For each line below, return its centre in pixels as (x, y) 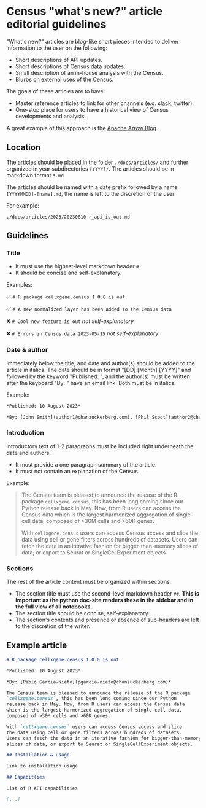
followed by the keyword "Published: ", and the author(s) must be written (98, 376)
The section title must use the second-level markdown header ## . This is (107, 594)
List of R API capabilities (42, 788)
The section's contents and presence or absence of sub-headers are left (107, 620)
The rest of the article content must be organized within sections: (89, 582)
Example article (37, 646)
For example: (23, 205)
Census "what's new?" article (85, 11)
